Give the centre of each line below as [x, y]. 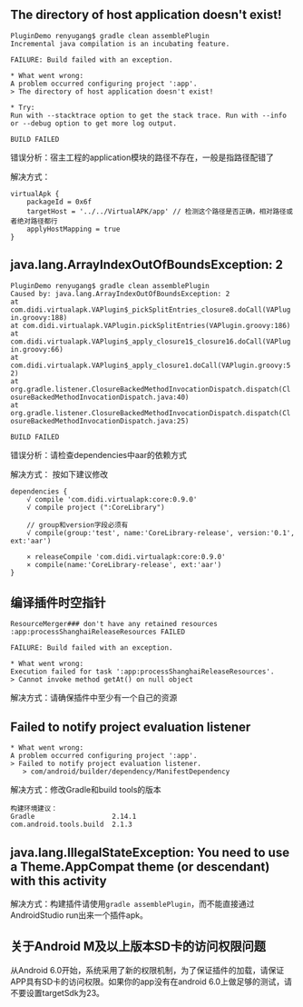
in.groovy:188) [39, 317]
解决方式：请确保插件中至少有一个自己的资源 [94, 698]
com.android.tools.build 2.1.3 [71, 825]
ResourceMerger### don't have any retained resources [114, 624]
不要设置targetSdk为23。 [58, 992]
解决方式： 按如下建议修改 [59, 474]
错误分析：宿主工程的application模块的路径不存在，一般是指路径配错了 [142, 157]
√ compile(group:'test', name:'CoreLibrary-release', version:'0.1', [161, 533]
